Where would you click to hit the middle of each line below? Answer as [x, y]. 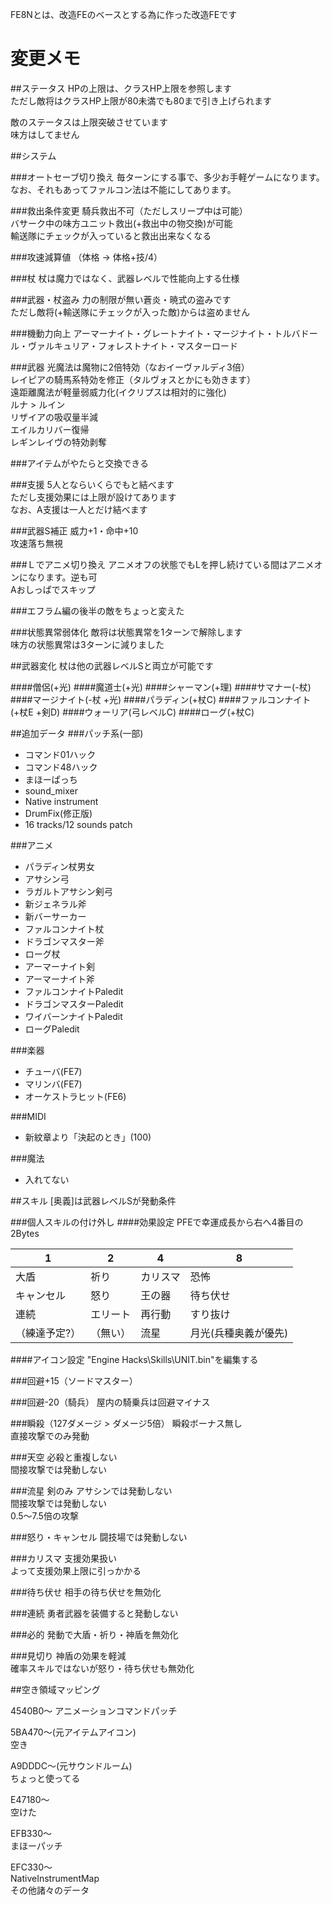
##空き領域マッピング [55, 1689]
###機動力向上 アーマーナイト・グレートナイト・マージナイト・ [142, 333]
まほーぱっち [51, 779]
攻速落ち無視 [36, 543]
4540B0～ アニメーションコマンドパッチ [94, 1710]
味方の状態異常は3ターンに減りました [87, 644]
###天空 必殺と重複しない [64, 1457]
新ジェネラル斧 [55, 904]
